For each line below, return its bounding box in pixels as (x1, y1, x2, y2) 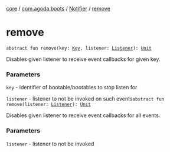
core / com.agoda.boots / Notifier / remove (6, 5, 110, 12)
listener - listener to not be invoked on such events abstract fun (6, 95, 165, 102)
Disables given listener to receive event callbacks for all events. (6, 112, 161, 119)
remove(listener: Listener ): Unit (6, 102, 91, 108)
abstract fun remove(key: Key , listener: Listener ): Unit (6, 45, 152, 51)
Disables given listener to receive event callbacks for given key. (6, 56, 161, 63)
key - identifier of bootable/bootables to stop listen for (6, 84, 138, 91)
